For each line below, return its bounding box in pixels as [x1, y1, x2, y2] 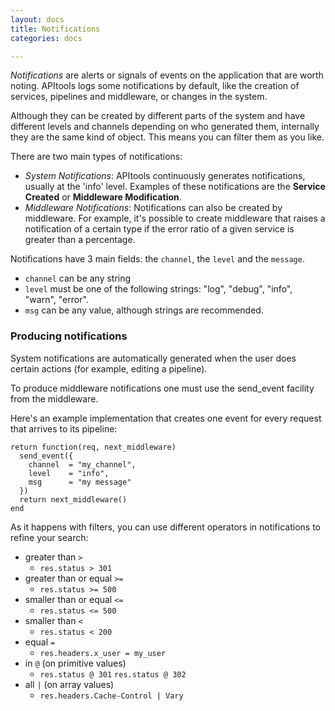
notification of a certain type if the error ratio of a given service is [24, 223, 295, 235]
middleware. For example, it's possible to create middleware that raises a [24, 212, 326, 225]
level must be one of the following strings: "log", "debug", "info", [24, 283, 293, 295]
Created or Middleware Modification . [24, 191, 182, 203]
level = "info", [28, 468, 110, 478]
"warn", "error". [24, 294, 89, 306]
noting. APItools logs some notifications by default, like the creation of [10, 80, 300, 92]
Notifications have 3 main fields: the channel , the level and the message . [10, 253, 305, 265]
